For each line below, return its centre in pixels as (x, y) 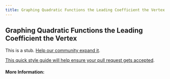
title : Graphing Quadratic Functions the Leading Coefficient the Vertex (85, 10)
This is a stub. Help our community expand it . (53, 51)
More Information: (25, 72)
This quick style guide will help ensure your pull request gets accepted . (80, 60)
